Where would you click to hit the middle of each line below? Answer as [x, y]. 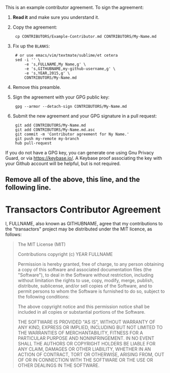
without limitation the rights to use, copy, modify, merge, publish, [86, 281]
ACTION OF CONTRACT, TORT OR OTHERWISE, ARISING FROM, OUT [91, 355]
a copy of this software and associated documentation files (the [84, 270]
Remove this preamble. [37, 87]
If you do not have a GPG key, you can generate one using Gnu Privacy [80, 153]
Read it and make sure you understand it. [56, 17]
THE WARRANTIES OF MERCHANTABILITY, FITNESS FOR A [80, 333]
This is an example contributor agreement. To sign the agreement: [75, 7]
